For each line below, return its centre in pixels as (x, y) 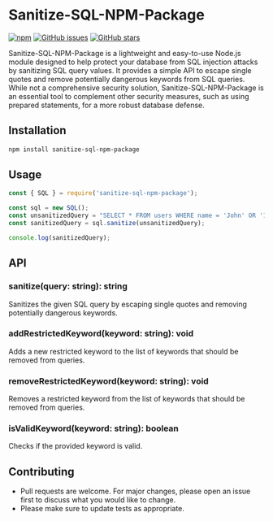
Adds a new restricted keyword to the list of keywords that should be (123, 351)
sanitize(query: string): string (68, 286)
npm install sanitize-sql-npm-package (74, 149)
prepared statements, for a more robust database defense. (106, 105)
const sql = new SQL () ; (49, 208)
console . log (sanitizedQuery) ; (60, 237)
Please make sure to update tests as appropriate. (102, 509)
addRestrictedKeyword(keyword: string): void (101, 333)
